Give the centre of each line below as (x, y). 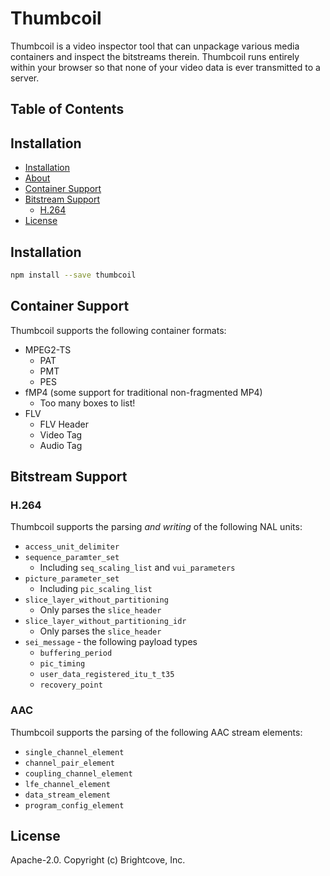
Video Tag (61, 434)
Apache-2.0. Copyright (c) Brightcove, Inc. (98, 860)
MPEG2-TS (48, 349)
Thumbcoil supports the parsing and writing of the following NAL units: (156, 527)
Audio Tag (61, 445)
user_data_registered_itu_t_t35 (107, 675)
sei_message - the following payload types (111, 642)
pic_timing (62, 664)
